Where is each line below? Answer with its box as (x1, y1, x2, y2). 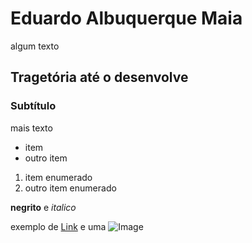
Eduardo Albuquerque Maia (10, 7, 243, 30)
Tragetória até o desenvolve (10, 69, 189, 86)
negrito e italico (10, 201, 77, 213)
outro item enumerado (24, 182, 117, 194)
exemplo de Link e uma (10, 220, 107, 232)
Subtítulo (10, 99, 57, 113)
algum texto (10, 40, 60, 52)
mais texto (10, 122, 53, 134)
